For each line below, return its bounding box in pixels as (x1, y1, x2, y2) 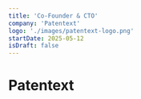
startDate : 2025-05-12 (8, 34, 84, 43)
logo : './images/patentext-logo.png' (8, 27, 135, 35)
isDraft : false (8, 42, 59, 50)
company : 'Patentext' (8, 19, 81, 27)
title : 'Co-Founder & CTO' (8, 11, 99, 20)
